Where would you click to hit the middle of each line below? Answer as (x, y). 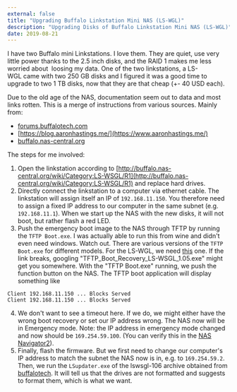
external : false (31, 14)
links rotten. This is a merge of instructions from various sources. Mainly (112, 105)
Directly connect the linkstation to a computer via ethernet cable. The (119, 191)
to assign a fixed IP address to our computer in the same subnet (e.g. (118, 206)
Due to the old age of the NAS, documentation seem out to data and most (114, 97)
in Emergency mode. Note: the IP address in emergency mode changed (121, 328)
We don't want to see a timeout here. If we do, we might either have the (121, 313)
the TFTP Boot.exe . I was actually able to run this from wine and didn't (119, 236)
